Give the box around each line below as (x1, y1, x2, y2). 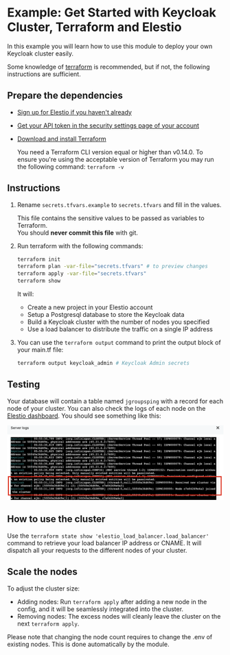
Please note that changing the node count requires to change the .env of (7, 632, 213, 641)
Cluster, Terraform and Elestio (7, 19, 182, 35)
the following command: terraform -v (16, 163, 124, 171)
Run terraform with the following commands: (16, 241, 143, 250)
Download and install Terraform (16, 134, 106, 143)
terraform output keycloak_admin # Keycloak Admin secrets (16, 360, 190, 367)
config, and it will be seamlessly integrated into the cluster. (16, 605, 184, 613)
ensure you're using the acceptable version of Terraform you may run (16, 155, 214, 163)
